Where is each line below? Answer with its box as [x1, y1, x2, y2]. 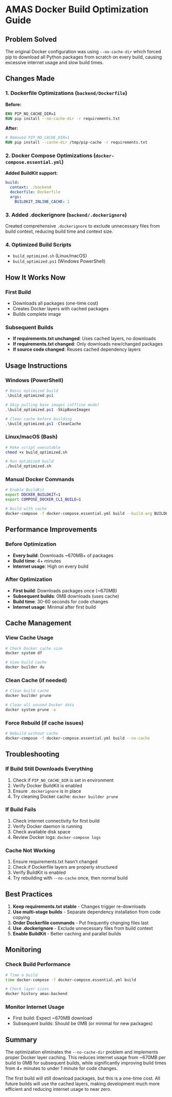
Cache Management [5, 619, 72, 628]
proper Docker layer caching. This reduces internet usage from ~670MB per [5, 1054, 166, 1061]
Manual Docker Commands [5, 476, 74, 483]
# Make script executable [5, 445, 60, 450]
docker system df [5, 650, 42, 656]
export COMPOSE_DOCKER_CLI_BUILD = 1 [5, 497, 81, 502]
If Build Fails [5, 806, 36, 813]
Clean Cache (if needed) [5, 676, 68, 684]
